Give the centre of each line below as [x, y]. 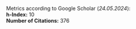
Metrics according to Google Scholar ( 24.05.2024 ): [69, 8]
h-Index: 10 [20, 14]
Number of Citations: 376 [38, 21]
